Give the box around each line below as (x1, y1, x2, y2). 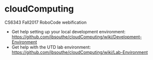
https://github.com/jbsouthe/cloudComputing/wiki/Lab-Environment (11, 49, 148, 55)
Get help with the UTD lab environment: (11, 44, 91, 50)
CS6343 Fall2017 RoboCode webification (4, 19, 87, 25)
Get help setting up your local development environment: (11, 29, 126, 34)
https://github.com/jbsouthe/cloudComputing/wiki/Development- (11, 34, 142, 40)
